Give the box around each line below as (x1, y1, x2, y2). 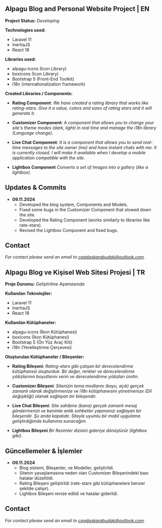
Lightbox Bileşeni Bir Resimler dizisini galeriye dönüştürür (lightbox (12, 428, 147, 433)
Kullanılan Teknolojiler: (5, 291, 52, 297)
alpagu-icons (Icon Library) (12, 66, 67, 71)
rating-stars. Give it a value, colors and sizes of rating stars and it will (12, 105, 152, 111)
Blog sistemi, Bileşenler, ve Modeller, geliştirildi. (19, 465, 114, 471)
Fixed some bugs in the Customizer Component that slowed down (19, 207, 151, 213)
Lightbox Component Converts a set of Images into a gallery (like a (12, 164, 148, 170)
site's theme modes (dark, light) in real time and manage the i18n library (12, 125, 157, 131)
